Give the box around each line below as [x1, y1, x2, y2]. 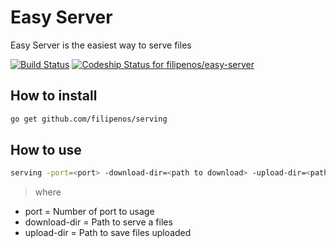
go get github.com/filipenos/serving [10, 114, 168, 124]
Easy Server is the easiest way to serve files [10, 39, 192, 51]
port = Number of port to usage [24, 206, 155, 218]
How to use [10, 142, 82, 159]
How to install [10, 87, 98, 105]
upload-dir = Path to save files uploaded [24, 227, 192, 239]
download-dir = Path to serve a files [24, 216, 173, 228]
